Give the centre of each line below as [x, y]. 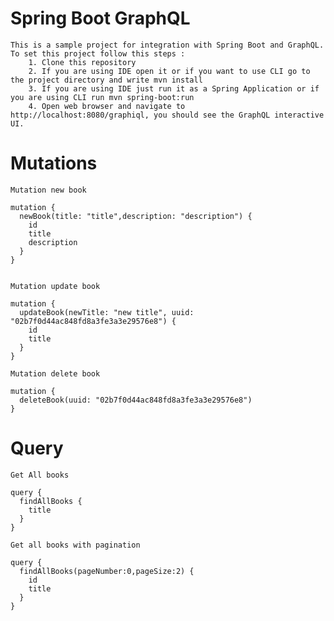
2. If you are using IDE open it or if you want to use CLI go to [169, 71]
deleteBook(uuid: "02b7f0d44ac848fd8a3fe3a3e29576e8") [136, 400]
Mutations [54, 163]
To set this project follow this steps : [98, 53]
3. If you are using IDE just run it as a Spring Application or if [174, 88]
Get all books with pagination [75, 545]
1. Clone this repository [82, 62]
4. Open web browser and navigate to [107, 106]
